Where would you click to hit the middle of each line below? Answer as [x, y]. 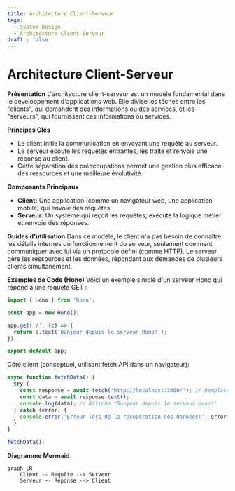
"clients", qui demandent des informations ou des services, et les [101, 109]
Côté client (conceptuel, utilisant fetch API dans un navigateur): [99, 365]
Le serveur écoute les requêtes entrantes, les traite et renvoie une [112, 151]
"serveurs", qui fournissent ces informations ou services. [89, 116]
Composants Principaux [43, 187]
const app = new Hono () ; [43, 313]
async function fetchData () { [51, 377]
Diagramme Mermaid [38, 456]
